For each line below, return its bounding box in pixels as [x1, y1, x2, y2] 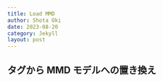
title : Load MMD [7, 10, 55, 18]
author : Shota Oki [7, 17, 61, 24]
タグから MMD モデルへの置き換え [7, 64, 157, 76]
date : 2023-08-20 [7, 23, 59, 30]
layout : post [7, 36, 46, 43]
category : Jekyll [7, 29, 59, 37]
